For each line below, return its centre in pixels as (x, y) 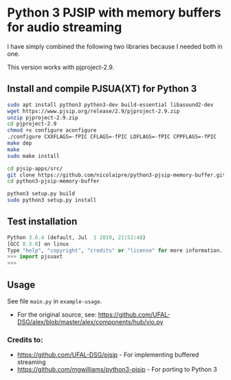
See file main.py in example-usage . (55, 301)
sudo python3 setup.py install (52, 200)
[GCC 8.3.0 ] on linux (38, 244)
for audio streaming (65, 27)
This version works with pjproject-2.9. (61, 67)
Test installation (42, 222)
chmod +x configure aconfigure (52, 130)
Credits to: (25, 339)
